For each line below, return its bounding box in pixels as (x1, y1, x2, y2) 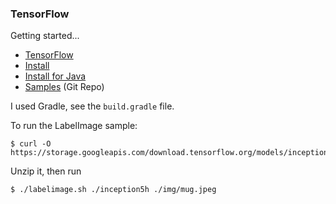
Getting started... (10, 30, 80, 42)
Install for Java (24, 70, 87, 82)
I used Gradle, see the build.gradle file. (10, 100, 175, 112)
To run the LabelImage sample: (10, 120, 138, 132)
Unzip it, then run (10, 165, 82, 177)
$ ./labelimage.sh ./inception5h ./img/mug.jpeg (10, 185, 217, 195)
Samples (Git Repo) (24, 81, 105, 93)
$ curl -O (10, 139, 52, 149)
